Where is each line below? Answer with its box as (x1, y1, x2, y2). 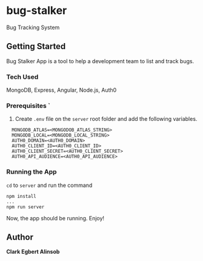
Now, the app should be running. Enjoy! (6, 214, 105, 222)
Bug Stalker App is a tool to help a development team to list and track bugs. (6, 57, 195, 64)
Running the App (6, 168, 57, 176)
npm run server (6, 204, 45, 210)
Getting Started (6, 41, 66, 52)
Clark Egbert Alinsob (6, 248, 60, 256)
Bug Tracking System (6, 24, 60, 31)
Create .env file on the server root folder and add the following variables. (15, 115, 198, 123)
